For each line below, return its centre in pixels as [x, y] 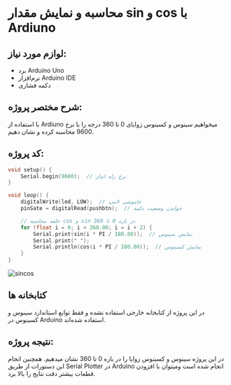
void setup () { [30, 169]
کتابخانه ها [28, 295]
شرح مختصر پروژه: [45, 107]
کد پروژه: [26, 154]
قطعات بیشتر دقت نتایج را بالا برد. [52, 373]
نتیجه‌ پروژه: [31, 342]
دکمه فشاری [34, 85]
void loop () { [29, 195]
